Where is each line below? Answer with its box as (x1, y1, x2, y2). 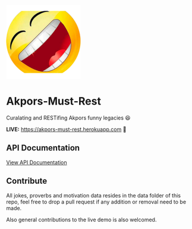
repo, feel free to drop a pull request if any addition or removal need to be (6, 198, 186, 205)
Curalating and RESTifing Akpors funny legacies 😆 (6, 114, 131, 121)
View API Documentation (6, 159, 67, 166)
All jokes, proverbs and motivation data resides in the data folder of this (6, 192, 181, 199)
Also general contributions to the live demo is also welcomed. (6, 216, 157, 223)
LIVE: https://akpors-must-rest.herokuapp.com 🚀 (6, 126, 127, 133)
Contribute (6, 176, 48, 186)
